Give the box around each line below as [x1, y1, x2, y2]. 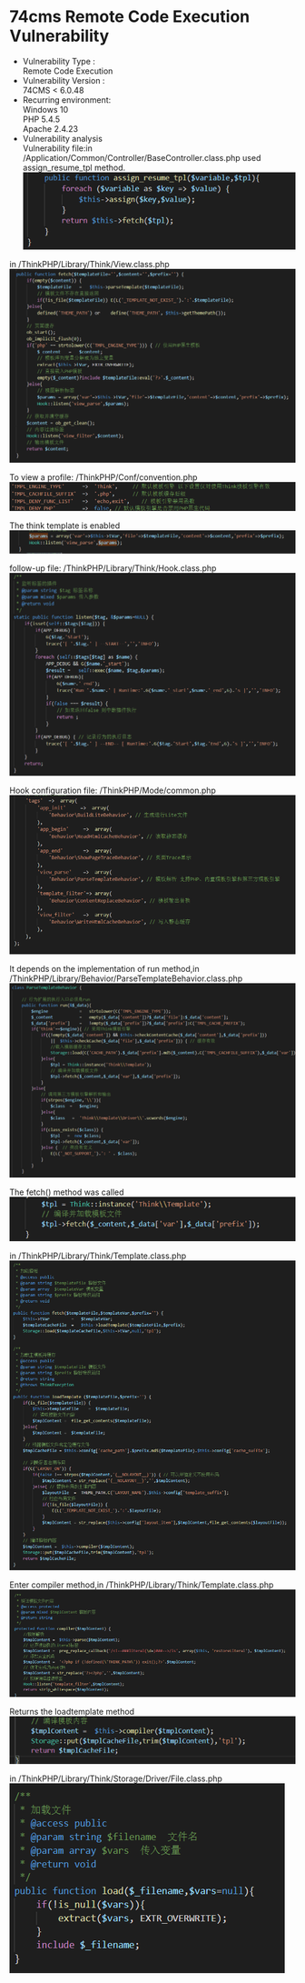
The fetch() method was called [9, 1187, 124, 1197]
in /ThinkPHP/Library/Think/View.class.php [9, 258, 170, 269]
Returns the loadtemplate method [9, 1707, 134, 1718]
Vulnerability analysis [22, 133, 103, 144]
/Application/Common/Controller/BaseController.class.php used [22, 152, 261, 163]
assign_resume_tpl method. [22, 162, 125, 173]
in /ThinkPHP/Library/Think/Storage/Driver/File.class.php [9, 1773, 222, 1784]
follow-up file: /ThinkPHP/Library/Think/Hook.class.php [9, 562, 217, 574]
